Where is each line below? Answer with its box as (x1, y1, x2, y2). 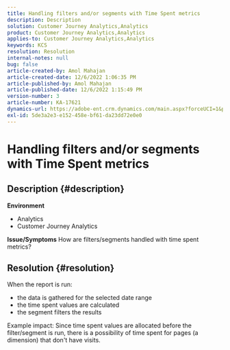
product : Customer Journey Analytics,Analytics (7, 29, 146, 36)
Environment (7, 201, 44, 210)
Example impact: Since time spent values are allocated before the (7, 321, 192, 329)
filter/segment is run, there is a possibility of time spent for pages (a (7, 329, 199, 337)
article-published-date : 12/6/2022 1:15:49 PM (7, 86, 142, 93)
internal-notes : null (7, 55, 69, 62)
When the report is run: (7, 280, 73, 288)
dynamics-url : (7, 105, 48, 112)
